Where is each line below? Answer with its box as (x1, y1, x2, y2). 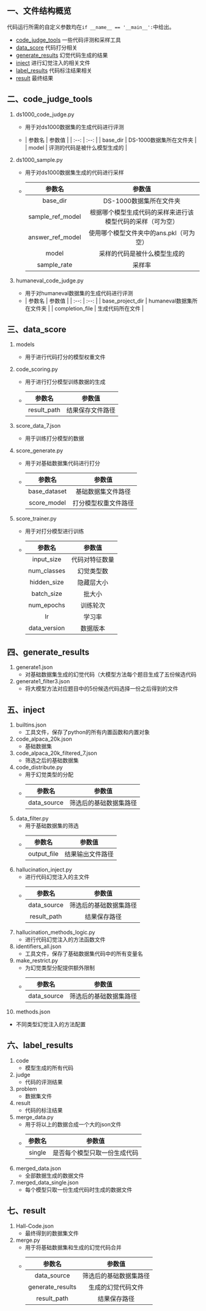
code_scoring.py (15, 365, 58, 373)
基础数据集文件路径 (75, 488, 131, 496)
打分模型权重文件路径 (72, 499, 134, 507)
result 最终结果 (15, 74, 54, 81)
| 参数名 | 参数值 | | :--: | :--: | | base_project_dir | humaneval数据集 (24, 297, 193, 304)
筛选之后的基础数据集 (24, 757, 79, 764)
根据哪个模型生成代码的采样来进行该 (89, 208, 194, 216)
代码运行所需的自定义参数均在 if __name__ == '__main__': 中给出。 (7, 23, 175, 31)
